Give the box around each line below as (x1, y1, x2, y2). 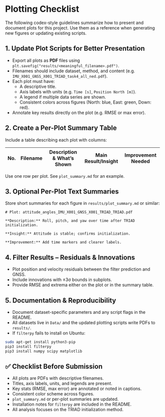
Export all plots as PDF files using (12, 57, 80, 63)
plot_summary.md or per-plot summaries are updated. (12, 396, 119, 402)
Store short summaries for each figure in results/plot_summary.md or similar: (5, 200, 160, 206)
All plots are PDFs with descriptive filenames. (12, 375, 104, 381)
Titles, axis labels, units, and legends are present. (12, 381, 112, 387)
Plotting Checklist (5, 3, 80, 15)
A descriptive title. (19, 83, 56, 89)
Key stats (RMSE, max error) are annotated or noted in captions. (12, 386, 142, 391)
